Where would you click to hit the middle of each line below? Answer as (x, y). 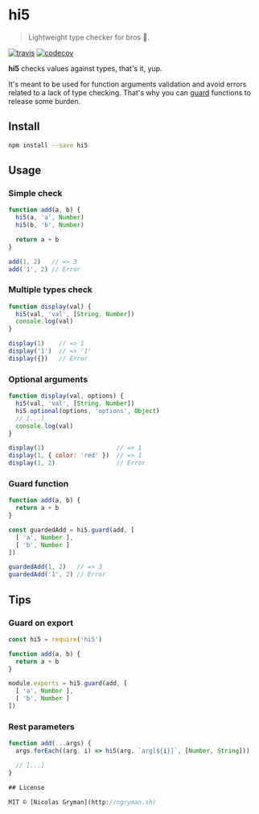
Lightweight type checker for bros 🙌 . (89, 37)
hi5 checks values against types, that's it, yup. (85, 68)
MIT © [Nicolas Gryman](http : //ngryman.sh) (82, 802)
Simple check (35, 193)
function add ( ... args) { (50, 744)
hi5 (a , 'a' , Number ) (50, 218)
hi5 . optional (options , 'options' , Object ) (88, 411)
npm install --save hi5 (48, 145)
